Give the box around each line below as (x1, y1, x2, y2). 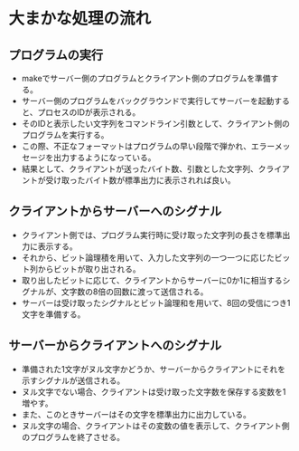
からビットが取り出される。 (37, 264, 141, 274)
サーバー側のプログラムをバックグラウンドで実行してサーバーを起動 (21, 96, 275, 106)
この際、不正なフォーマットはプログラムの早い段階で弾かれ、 (21, 141, 252, 151)
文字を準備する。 (21, 309, 86, 320)
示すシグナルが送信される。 (21, 375, 126, 386)
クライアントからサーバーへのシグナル (8, 204, 222, 219)
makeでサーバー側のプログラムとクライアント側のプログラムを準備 (21, 73, 271, 83)
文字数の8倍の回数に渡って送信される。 (61, 286, 209, 297)
